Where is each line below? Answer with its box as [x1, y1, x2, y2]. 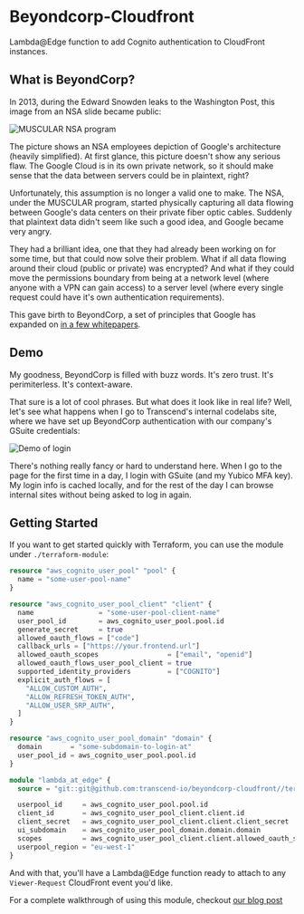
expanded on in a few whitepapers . [9, 319, 141, 330]
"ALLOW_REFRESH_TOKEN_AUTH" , [25, 692, 136, 701]
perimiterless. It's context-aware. [9, 379, 133, 390]
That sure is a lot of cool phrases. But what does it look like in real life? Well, [9, 396, 292, 407]
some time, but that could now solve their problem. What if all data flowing [9, 253, 287, 264]
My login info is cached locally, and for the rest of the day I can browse [9, 479, 274, 490]
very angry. [9, 226, 52, 236]
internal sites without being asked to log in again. [9, 489, 192, 500]
